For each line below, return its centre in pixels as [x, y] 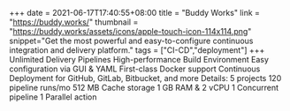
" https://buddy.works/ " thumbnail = [74, 22]
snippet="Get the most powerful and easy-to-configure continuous [131, 41]
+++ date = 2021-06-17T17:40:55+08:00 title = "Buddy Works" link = [135, 13]
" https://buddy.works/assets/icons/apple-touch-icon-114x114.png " [130, 31]
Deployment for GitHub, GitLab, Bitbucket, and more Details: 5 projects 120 [145, 78]
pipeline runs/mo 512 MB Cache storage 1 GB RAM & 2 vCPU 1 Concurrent [144, 88]
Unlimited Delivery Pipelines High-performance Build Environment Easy [139, 59]
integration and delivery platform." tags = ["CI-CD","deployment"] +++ [137, 50]
